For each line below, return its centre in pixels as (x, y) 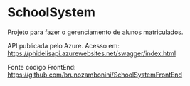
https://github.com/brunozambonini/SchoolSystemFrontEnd (95, 75)
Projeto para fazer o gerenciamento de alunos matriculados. (95, 32)
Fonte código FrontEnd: (42, 67)
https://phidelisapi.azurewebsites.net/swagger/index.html (92, 53)
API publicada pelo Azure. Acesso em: (63, 45)
